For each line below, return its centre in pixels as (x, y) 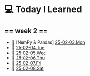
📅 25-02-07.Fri (26, 63)
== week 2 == (26, 30)
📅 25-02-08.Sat (27, 68)
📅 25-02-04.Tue (28, 47)
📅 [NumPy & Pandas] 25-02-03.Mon (48, 42)
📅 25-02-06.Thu (28, 58)
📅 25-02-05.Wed (29, 53)
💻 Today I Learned (43, 9)
